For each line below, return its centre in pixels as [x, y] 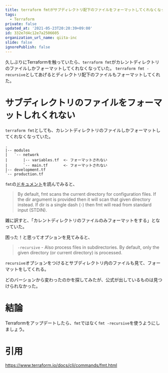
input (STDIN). [32, 210]
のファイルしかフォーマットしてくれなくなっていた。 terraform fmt [75, 68]
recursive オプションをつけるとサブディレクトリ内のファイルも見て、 [76, 263]
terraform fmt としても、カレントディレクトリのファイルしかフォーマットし [83, 130]
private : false [21, 24]
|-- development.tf [25, 170]
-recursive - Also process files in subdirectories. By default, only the [88, 247]
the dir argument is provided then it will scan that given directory [84, 199]
